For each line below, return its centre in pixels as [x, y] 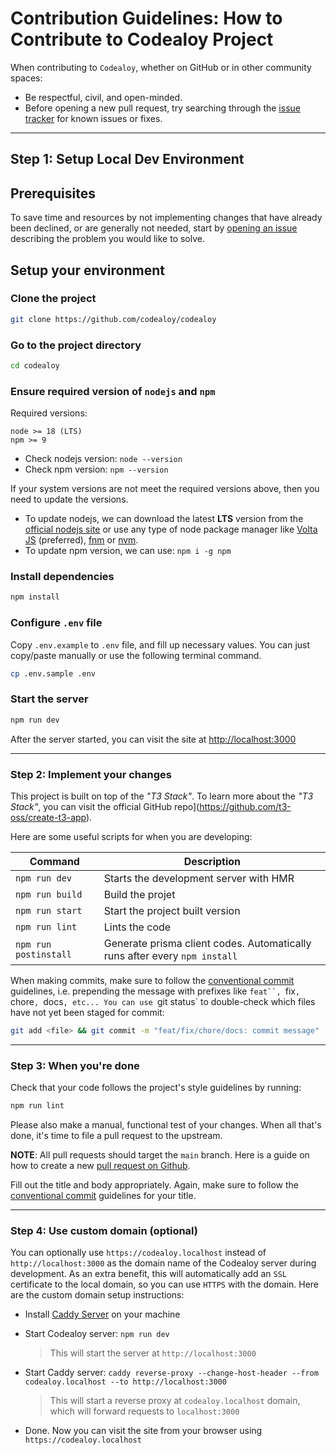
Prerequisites [53, 193]
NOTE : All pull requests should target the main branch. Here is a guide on [160, 1155]
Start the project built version [172, 910]
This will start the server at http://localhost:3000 [153, 1353]
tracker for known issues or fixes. [93, 118]
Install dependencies [62, 577]
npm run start [49, 910]
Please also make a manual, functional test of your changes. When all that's [166, 1125]
